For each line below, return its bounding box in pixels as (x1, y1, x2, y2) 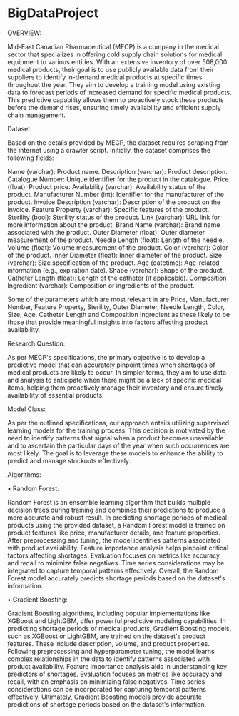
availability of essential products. (7, 390, 105, 399)
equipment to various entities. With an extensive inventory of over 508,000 (7, 57, 228, 66)
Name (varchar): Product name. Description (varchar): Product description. (7, 167, 228, 176)
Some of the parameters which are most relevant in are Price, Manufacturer (7, 295, 230, 303)
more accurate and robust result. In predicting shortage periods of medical (7, 513, 227, 522)
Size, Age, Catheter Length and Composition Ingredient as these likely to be (7, 310, 230, 318)
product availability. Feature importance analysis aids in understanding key (7, 662, 227, 670)
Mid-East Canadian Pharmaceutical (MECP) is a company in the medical (7, 42, 220, 51)
